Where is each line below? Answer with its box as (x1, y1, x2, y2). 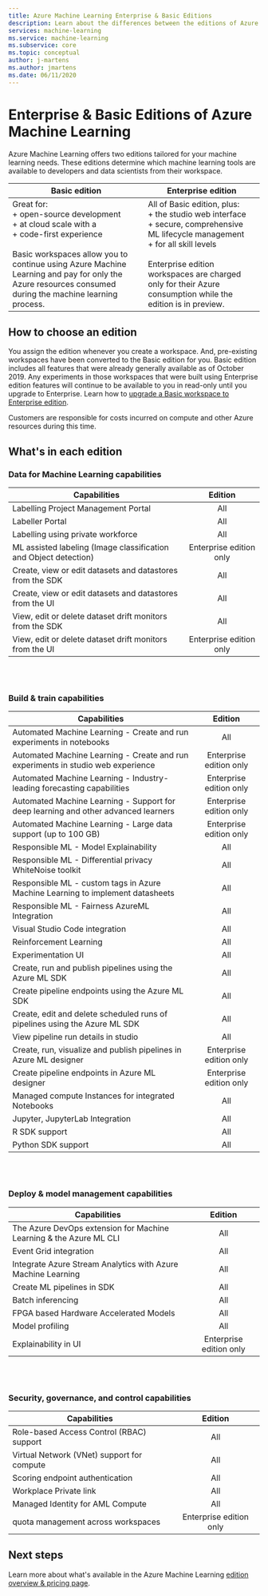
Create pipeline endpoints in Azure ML (12, 1068, 156, 1079)
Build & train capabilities (8, 692, 104, 703)
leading (12, 782, 41, 794)
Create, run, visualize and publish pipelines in (12, 1045, 182, 1056)
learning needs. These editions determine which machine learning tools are (8, 157, 256, 167)
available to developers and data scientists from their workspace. (8, 165, 223, 176)
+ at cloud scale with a (12, 218, 97, 229)
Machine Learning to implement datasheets (12, 888, 175, 899)
